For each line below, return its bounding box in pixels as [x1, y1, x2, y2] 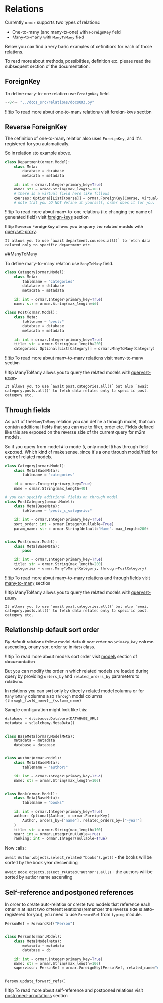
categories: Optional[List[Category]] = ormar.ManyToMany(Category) [14, 346, 155, 351]
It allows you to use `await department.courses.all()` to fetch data [5, 238, 151, 243]
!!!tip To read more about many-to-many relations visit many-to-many [5, 355, 144, 361]
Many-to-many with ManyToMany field [12, 34, 85, 40]
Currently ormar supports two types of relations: [5, 19, 101, 25]
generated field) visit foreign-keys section [5, 214, 89, 220]
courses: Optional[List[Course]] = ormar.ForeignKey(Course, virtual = [14, 196, 160, 201]
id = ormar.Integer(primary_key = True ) [14, 481, 92, 486]
